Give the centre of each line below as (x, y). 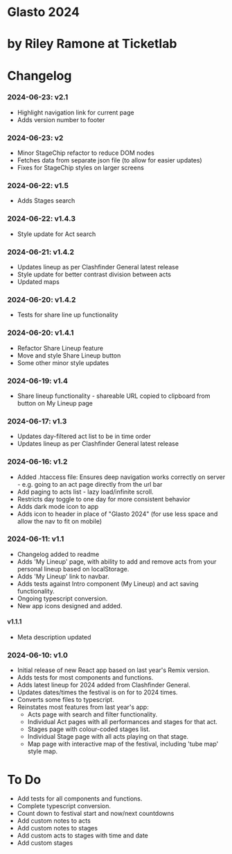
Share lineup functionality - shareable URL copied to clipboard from (114, 396)
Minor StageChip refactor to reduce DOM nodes (86, 153)
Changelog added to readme (58, 554)
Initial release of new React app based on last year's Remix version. (113, 670)
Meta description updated (54, 637)
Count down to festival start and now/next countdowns (96, 814)
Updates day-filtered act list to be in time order (84, 436)
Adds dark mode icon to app (58, 506)
